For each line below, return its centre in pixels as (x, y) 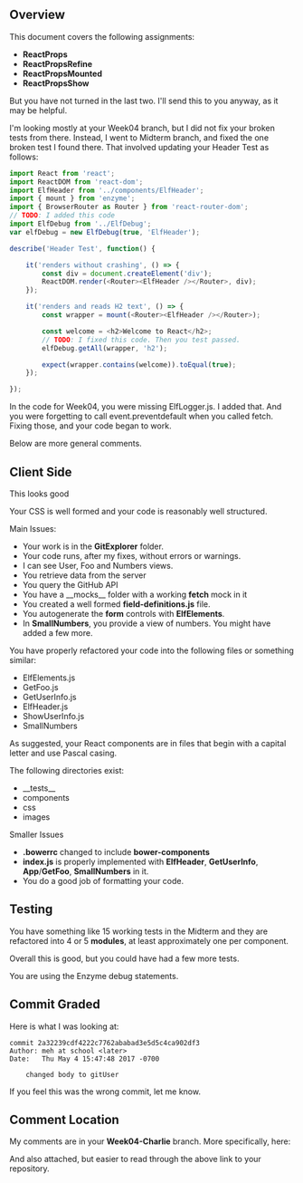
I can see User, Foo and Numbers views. (98, 566)
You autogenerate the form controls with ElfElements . (123, 614)
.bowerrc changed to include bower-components (116, 852)
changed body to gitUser (72, 1074)
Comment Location (64, 1120)
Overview (38, 15)
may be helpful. (38, 110)
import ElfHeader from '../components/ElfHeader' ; (107, 190)
